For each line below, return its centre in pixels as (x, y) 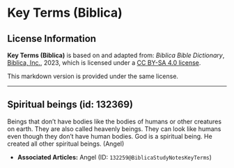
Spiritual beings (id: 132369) (70, 105)
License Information (52, 39)
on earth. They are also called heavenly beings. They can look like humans (114, 129)
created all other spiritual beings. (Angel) (66, 144)
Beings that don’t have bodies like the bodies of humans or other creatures (114, 121)
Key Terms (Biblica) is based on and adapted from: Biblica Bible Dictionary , (116, 55)
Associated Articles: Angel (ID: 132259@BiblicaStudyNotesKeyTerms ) (115, 157)
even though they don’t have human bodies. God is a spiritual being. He (110, 136)
